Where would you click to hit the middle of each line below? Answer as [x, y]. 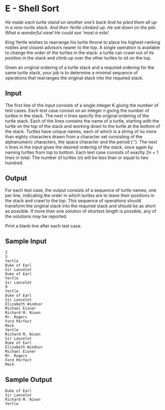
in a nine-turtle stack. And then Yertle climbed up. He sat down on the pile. [81, 27]
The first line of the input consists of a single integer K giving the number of [82, 105]
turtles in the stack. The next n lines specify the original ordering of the [77, 116]
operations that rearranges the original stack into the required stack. [74, 78]
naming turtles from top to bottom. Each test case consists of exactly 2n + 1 [82, 152]
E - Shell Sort [32, 9]
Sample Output [29, 379]
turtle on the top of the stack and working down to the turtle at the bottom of [82, 126]
